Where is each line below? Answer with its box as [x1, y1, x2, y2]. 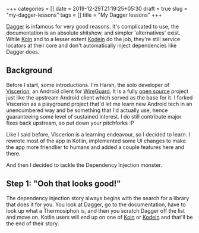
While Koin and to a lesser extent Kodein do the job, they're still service [6, 36, 181, 42]
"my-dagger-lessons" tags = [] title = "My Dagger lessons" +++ [6, 11, 162, 18]
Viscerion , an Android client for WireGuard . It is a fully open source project [6, 88, 189, 95]
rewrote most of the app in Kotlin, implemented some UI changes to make [6, 137, 186, 144]
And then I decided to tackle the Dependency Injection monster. [6, 161, 162, 169]
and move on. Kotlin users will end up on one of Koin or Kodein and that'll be [6, 213, 193, 220]
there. [6, 150, 21, 157]
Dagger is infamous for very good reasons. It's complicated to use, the [6, 23, 179, 30]
